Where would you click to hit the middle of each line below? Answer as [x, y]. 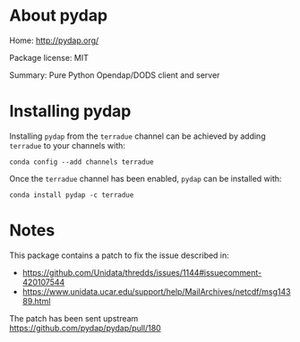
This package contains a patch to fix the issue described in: [120, 255]
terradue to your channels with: [67, 145]
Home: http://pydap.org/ [54, 40]
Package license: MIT [49, 57]
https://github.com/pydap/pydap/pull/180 [85, 328]
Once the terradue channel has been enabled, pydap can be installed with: [146, 178]
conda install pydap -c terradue [72, 195]
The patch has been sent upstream [74, 318]
